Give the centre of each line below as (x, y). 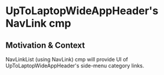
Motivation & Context (45, 45)
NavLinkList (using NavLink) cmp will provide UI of (67, 59)
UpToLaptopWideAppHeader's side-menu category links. (75, 66)
